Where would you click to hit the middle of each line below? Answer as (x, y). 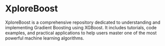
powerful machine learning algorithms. (45, 38)
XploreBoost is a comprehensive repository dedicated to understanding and (83, 22)
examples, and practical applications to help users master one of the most (81, 33)
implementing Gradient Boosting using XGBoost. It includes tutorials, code (81, 27)
